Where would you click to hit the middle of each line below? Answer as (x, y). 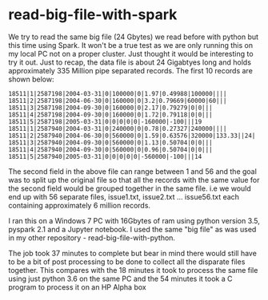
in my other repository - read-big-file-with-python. (92, 238)
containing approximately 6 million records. (79, 205)
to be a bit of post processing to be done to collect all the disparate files (127, 262)
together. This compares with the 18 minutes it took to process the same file (133, 270)
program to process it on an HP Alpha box (77, 287)
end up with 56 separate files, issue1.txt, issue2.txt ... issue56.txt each (124, 196)
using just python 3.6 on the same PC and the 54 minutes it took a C (120, 278)
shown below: (31, 79)
